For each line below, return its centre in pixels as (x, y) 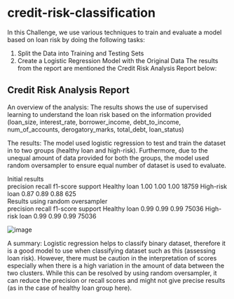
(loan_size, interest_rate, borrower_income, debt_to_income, (94, 122)
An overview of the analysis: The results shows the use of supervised (108, 107)
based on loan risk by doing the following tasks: (76, 39)
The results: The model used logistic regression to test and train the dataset (117, 143)
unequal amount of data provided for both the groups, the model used (108, 158)
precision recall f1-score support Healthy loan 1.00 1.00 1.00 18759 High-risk (117, 186)
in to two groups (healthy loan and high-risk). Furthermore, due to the (108, 150)
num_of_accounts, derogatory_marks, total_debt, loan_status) (96, 129)
